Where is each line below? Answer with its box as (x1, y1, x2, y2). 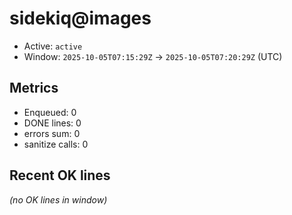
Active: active (23, 40, 83, 52)
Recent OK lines (9, 167, 111, 184)
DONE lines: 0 (23, 117, 82, 129)
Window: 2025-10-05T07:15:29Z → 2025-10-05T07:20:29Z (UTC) (23, 50, 283, 62)
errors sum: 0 (23, 127, 81, 139)
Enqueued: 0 (23, 106, 77, 118)
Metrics (9, 80, 59, 97)
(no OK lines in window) (9, 193, 108, 206)
